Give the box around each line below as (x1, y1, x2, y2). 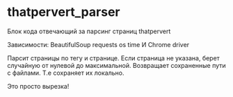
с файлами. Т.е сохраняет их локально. (7, 69, 124, 77)
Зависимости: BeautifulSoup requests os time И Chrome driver (7, 40, 190, 48)
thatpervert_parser (7, 4, 120, 20)
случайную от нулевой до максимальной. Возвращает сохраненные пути (7, 61, 226, 69)
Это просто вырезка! (7, 82, 70, 90)
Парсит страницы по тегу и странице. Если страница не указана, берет (7, 53, 220, 62)
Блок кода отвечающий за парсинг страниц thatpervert (7, 27, 171, 35)
